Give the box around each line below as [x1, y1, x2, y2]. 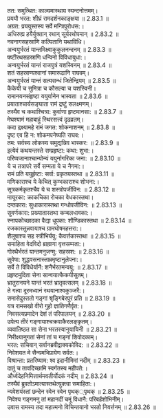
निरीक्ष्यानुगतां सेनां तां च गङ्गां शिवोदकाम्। [7, 333, 98, 341]
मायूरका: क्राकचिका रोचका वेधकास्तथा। [7, 193, 94, 201]
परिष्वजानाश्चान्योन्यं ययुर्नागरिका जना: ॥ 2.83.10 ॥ [7, 154, 120, 162]
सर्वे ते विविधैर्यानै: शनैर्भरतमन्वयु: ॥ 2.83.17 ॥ [7, 263, 108, 271]
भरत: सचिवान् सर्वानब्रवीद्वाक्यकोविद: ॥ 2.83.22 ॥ [7, 341, 118, 349]
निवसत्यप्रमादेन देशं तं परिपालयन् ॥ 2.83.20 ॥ [7, 310, 111, 318]
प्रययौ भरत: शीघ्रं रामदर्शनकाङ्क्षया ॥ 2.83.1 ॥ [7, 15, 109, 22]
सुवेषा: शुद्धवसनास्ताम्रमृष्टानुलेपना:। [7, 256, 83, 263]
